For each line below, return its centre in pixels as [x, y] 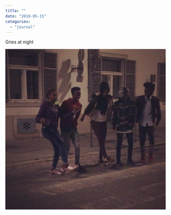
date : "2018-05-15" [26, 16]
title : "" [16, 11]
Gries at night [20, 42]
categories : [18, 21]
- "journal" [23, 27]
